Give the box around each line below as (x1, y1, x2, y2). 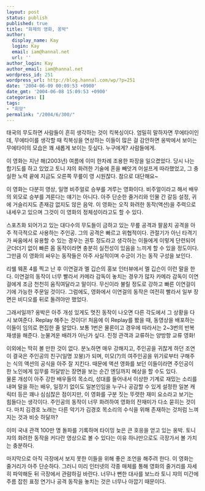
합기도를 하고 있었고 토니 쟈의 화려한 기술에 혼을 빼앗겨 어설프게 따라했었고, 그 (6, 165, 193, 172)
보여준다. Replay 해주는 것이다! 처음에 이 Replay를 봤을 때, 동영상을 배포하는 (12, 317, 195, 324)
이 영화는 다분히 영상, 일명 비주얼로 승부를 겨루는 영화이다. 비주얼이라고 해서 (6, 186, 188, 193)
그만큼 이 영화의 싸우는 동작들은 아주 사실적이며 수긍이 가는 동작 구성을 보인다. (6, 252, 193, 260)
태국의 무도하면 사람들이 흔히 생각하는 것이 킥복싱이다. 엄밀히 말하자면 (6, 129, 173, 137)
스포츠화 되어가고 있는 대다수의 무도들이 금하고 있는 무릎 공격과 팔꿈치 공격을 (6, 222, 190, 229)
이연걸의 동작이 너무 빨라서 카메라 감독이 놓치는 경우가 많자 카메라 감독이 (14, 273, 188, 280)
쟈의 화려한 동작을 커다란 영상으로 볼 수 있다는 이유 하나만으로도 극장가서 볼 (6, 434, 186, 441)
